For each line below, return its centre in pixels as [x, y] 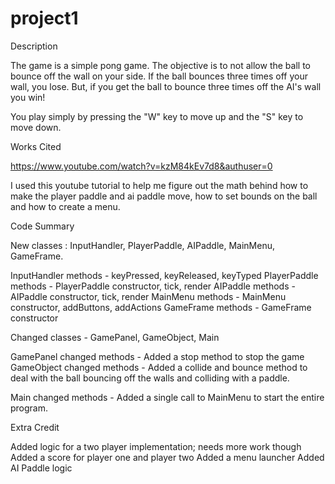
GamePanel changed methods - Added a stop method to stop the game [157, 356]
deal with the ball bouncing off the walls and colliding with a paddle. [150, 378]
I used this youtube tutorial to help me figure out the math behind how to [159, 185]
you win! [28, 97]
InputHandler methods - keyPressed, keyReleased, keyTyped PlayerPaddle [164, 275]
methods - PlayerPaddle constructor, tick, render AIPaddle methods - [153, 286]
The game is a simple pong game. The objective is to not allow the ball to [160, 65]
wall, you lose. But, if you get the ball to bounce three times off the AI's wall [166, 86]
